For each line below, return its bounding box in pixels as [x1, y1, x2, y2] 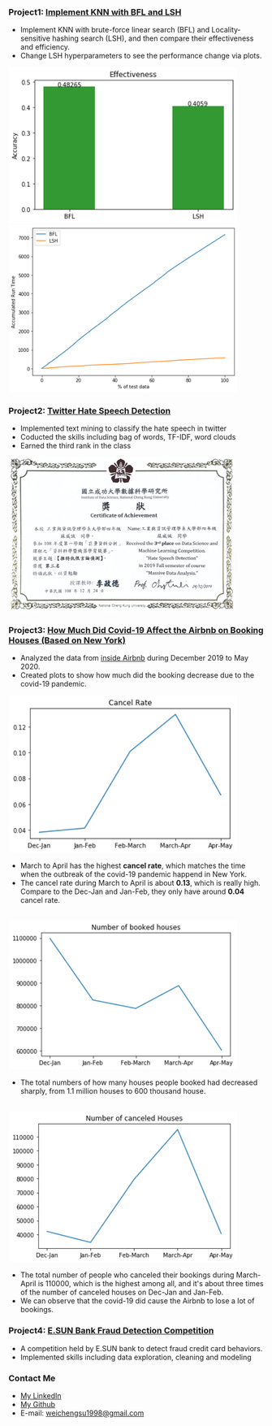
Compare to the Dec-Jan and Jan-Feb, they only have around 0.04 [19, 886, 245, 896]
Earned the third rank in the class [19, 441, 132, 451]
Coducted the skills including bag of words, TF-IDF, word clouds [19, 432, 236, 442]
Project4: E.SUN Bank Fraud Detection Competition [8, 1325, 214, 1337]
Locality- [211, 25, 241, 35]
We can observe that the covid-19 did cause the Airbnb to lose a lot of [19, 1296, 255, 1306]
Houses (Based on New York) [8, 635, 126, 646]
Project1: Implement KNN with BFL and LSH [8, 7, 182, 18]
